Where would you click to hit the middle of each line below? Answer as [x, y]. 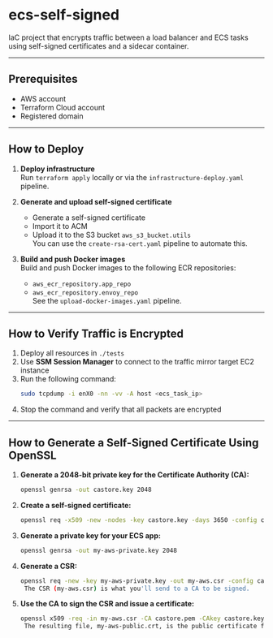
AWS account [43, 98]
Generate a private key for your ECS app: [90, 535]
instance [35, 370]
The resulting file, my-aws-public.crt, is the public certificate [141, 627]
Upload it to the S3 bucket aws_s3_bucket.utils [112, 235]
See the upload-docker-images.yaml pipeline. [107, 300]
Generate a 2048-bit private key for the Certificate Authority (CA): [134, 475]
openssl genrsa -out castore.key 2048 [86, 490]
